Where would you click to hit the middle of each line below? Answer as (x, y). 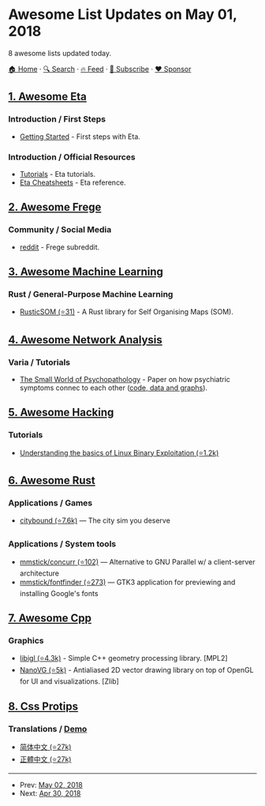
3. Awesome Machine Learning (86, 272)
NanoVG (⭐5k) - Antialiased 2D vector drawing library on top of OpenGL (136, 670)
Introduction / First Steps (57, 119)
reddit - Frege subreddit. (60, 247)
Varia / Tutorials (39, 362)
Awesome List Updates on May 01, (123, 15)
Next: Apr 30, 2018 (50, 793)
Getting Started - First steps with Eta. (80, 137)
